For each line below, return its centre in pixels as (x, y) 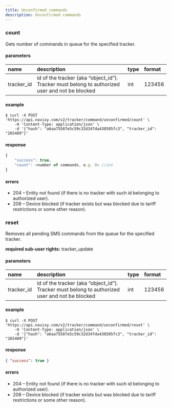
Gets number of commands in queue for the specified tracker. (70, 44)
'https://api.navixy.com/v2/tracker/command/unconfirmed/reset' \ (78, 325)
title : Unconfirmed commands (36, 10)
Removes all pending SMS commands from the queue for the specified (80, 234)
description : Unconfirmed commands (43, 15)
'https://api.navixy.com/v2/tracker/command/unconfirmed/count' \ (78, 120)
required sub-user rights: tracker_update (49, 249)
